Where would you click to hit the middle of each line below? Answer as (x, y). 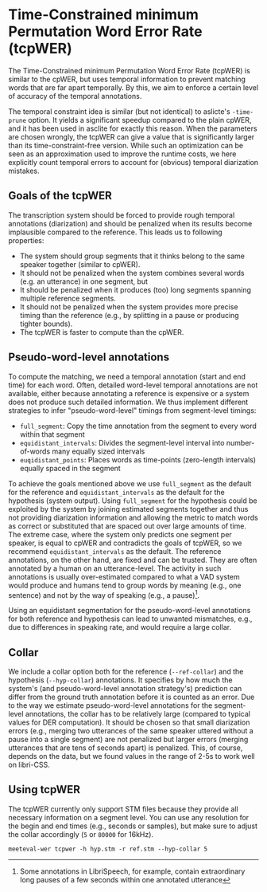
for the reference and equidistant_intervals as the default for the (116, 492)
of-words (35, 451)
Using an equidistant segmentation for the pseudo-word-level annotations (130, 611)
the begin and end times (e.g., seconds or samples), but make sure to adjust (133, 826)
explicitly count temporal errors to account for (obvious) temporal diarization (133, 162)
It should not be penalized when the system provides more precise (129, 307)
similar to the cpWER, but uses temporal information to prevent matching (127, 79)
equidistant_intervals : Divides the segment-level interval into (122, 442)
